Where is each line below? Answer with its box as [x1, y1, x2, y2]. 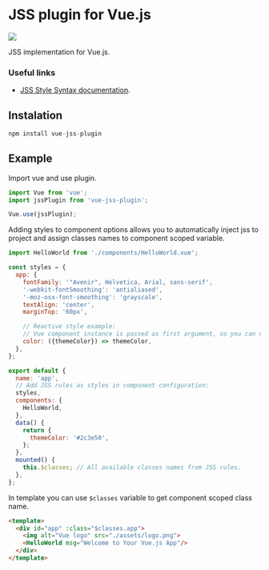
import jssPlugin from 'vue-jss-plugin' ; [8, 196, 149, 204]
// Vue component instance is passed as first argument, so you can [22, 330, 256, 338]
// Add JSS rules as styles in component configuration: [15, 382, 210, 390]
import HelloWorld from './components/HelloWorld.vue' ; [8, 249, 199, 257]
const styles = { [8, 263, 66, 271]
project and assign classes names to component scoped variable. [8, 234, 226, 243]
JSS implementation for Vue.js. [8, 46, 110, 57]
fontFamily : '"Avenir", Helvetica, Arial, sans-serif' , [22, 278, 214, 286]
